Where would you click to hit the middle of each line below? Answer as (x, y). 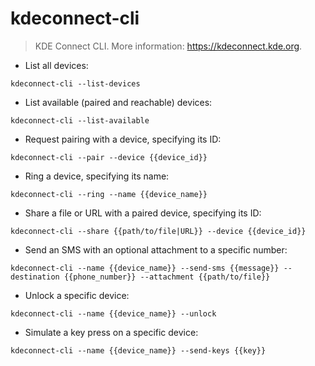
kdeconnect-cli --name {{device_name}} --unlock (113, 313)
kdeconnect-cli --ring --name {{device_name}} (109, 194)
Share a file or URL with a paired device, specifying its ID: (143, 213)
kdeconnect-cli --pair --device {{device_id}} (109, 157)
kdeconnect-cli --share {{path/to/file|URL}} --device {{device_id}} (158, 231)
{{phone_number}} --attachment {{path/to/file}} (167, 277)
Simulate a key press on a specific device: (111, 332)
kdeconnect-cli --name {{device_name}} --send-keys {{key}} (138, 350)
